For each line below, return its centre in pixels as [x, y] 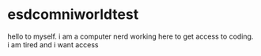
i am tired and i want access [53, 44]
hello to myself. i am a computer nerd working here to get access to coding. [130, 36]
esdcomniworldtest [73, 15]
